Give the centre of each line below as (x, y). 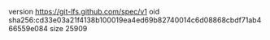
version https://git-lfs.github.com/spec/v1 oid (84, 12)
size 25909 (69, 28)
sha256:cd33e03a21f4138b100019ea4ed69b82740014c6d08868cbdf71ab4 (135, 20)
